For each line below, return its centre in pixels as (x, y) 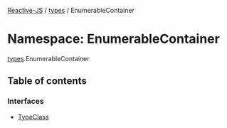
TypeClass (33, 117)
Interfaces (26, 101)
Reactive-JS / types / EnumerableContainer (71, 10)
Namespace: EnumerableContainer (114, 39)
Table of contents (47, 81)
